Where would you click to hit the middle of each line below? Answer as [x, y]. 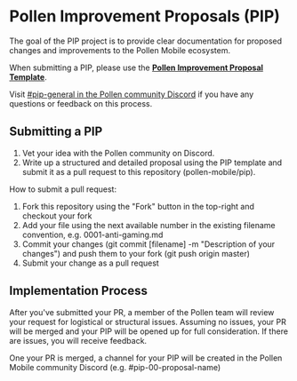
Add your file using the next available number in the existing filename [148, 225]
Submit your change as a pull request [91, 263]
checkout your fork [57, 216]
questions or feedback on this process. [81, 103]
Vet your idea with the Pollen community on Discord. [118, 153]
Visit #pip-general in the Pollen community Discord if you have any [132, 94]
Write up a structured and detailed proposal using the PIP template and [152, 163]
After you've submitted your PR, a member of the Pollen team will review [142, 312]
